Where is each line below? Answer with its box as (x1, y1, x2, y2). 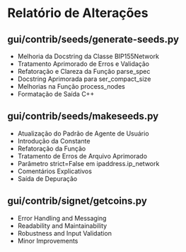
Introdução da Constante (17, 136, 91, 145)
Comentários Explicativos (17, 167, 92, 175)
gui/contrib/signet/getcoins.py (7, 195, 147, 207)
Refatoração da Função (17, 144, 86, 153)
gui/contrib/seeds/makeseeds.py (7, 110, 159, 122)
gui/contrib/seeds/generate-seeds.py (7, 33, 179, 45)
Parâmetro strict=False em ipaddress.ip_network (17, 159, 160, 168)
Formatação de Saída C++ (17, 90, 95, 98)
